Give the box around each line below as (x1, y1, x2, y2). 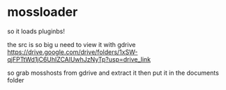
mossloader (7, 4, 78, 20)
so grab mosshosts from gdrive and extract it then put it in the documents (7, 69, 220, 77)
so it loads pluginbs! (7, 27, 65, 35)
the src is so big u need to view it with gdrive (7, 40, 136, 48)
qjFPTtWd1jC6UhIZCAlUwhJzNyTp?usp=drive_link (7, 55, 151, 63)
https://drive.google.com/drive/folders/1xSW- (7, 48, 138, 56)
